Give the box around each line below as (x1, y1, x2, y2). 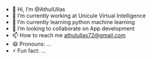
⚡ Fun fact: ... (12, 47, 46, 54)
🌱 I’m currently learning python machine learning (12, 19, 136, 25)
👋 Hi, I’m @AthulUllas (12, 6, 65, 13)
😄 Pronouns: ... (12, 40, 52, 48)
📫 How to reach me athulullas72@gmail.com (12, 32, 126, 39)
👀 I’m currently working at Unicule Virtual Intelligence (12, 12, 147, 19)
